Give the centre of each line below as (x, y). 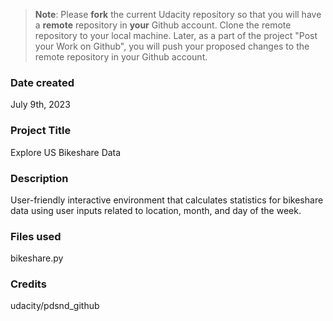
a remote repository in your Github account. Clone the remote (163, 25)
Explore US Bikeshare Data (66, 152)
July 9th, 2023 (40, 105)
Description (39, 178)
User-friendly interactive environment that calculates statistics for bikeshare (167, 200)
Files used (36, 236)
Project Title (41, 131)
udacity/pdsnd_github (55, 306)
